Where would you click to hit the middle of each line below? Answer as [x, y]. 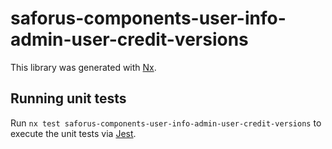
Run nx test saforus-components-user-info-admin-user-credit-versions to [166, 123]
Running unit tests [68, 98]
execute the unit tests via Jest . [73, 133]
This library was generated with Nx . [83, 67]
